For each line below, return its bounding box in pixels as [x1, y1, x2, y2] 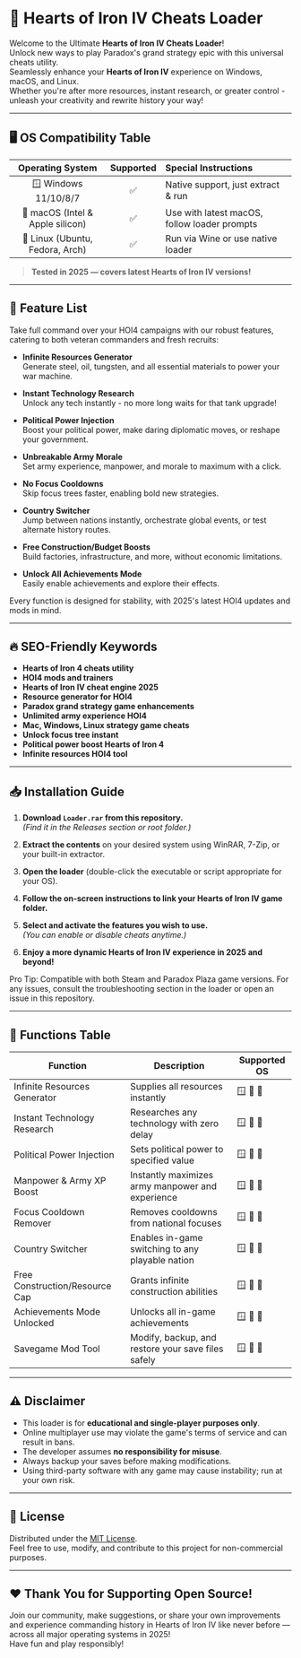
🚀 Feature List [9, 300, 88, 317]
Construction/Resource [13, 1280, 112, 1292]
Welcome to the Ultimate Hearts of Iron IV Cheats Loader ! [9, 38, 225, 48]
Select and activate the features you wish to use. [21, 920, 209, 931]
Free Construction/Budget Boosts [21, 542, 150, 552]
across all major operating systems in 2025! [9, 1629, 171, 1640]
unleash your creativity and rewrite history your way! [9, 94, 204, 106]
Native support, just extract [165, 178, 280, 191]
